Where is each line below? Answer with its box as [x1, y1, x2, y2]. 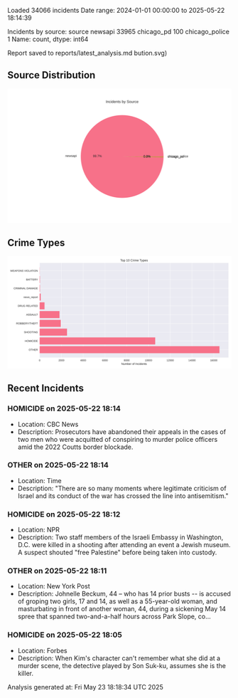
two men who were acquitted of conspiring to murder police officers [17, 435, 218, 443]
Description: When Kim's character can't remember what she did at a [17, 654, 221, 662]
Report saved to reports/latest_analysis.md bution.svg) [7, 49, 168, 57]
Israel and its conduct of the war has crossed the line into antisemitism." [17, 491, 229, 500]
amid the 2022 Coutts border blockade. [17, 443, 134, 451]
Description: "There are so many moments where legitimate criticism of [17, 484, 227, 492]
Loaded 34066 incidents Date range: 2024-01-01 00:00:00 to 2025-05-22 [7, 6, 225, 14]
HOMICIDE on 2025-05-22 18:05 [7, 630, 122, 640]
